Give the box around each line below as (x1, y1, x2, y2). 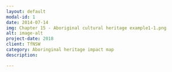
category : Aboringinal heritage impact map (6, 47, 114, 53)
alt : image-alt (6, 30, 43, 36)
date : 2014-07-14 (6, 19, 49, 25)
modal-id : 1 (6, 14, 35, 20)
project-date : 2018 (6, 36, 54, 42)
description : (6, 52, 38, 58)
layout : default (6, 8, 46, 15)
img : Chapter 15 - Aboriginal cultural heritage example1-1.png (6, 25, 167, 31)
